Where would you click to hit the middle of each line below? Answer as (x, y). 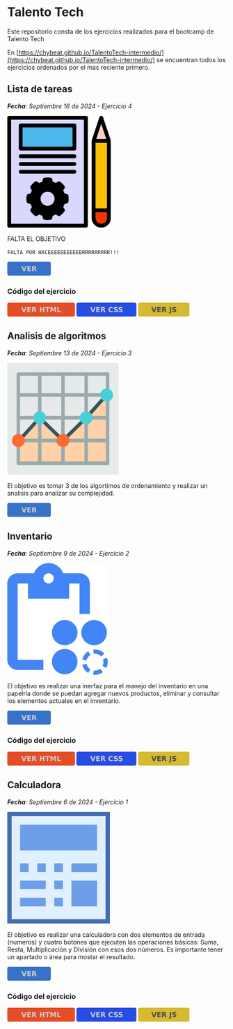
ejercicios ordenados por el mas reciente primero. (79, 67)
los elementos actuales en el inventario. (64, 701)
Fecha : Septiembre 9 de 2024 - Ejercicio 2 (69, 553)
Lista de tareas (40, 89)
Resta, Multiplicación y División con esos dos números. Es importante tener (115, 949)
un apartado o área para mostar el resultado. (71, 956)
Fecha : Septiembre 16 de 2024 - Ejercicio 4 (70, 106)
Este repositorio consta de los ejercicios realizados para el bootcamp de (111, 31)
